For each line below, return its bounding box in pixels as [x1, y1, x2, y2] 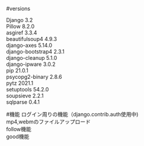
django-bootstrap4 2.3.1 [6, 48, 65, 55]
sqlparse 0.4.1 [6, 99, 40, 106]
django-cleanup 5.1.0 [6, 55, 57, 61]
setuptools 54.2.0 [6, 86, 49, 93]
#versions [6, 5, 31, 12]
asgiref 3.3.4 [6, 29, 37, 36]
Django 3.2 [6, 17, 33, 23]
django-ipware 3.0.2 [6, 61, 56, 68]
